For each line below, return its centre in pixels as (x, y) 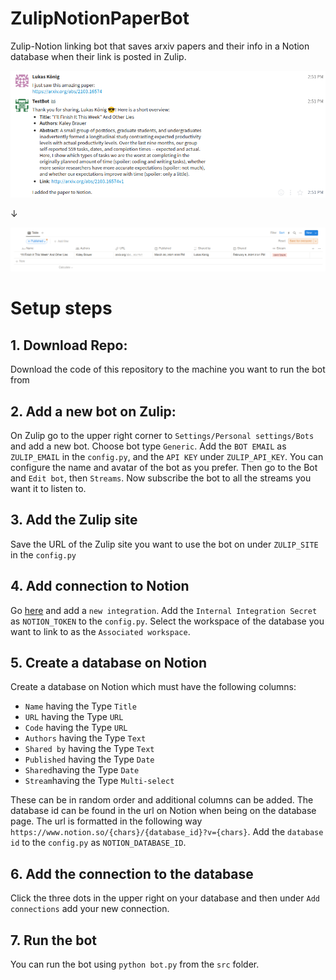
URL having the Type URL (74, 717)
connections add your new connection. (90, 909)
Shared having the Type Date (82, 770)
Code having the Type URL (76, 728)
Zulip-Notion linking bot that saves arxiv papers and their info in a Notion (160, 46)
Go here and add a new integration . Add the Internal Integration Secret (164, 610)
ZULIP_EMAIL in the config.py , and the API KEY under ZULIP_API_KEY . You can (167, 456)
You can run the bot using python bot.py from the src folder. (135, 964)
